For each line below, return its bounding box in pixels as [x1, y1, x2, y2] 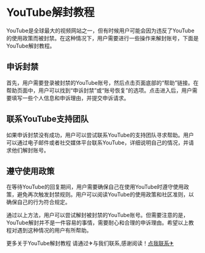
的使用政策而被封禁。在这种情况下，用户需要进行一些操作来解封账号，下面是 [6, 34, 199, 41]
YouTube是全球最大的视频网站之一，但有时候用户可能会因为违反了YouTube [6, 27, 195, 34]
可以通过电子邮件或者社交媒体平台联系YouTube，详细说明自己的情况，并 [6, 138, 189, 146]
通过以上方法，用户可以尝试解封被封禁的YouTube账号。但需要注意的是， [6, 212, 189, 219]
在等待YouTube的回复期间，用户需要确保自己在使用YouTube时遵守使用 [6, 184, 184, 191]
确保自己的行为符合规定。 [6, 199, 71, 206]
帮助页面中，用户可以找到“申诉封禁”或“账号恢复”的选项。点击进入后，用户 [6, 87, 192, 94]
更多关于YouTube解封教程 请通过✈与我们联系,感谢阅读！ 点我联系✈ [6, 240, 174, 247]
